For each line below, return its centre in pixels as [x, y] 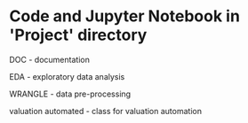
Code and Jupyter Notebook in [124, 16]
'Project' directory [78, 35]
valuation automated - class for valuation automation [106, 111]
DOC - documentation [50, 59]
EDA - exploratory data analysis [67, 76]
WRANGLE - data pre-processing [70, 94]
